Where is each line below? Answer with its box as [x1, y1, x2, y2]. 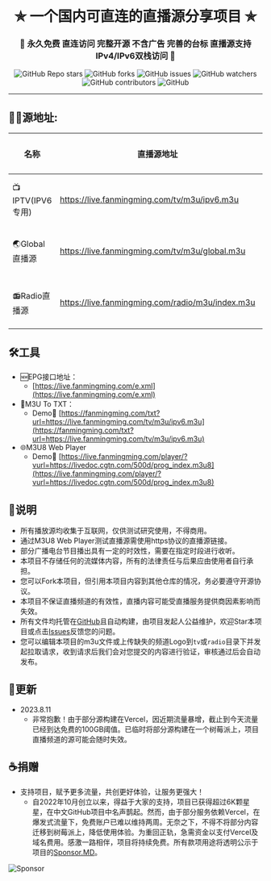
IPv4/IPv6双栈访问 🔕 [95, 50, 176, 61]
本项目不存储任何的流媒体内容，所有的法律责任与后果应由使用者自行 [19, 556, 247, 566]
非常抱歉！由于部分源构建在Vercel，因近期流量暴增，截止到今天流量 [31, 714, 259, 724]
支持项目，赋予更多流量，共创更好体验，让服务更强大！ [19, 787, 204, 796]
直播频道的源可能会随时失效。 [31, 734, 131, 744]
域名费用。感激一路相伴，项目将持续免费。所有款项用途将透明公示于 [31, 837, 259, 847]
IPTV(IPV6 [12, 194, 52, 206]
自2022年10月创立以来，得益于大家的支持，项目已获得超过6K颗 [31, 796, 244, 807]
